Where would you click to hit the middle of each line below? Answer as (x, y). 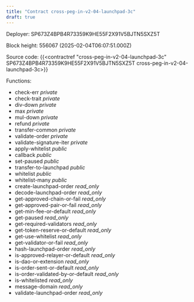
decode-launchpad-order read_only (58, 192)
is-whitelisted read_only (44, 280)
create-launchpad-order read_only (57, 186)
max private (29, 111)
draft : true (21, 17)
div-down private (36, 104)
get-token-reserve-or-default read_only (63, 230)
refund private (32, 123)
